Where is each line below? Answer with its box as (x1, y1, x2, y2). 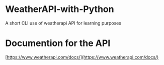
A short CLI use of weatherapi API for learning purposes (5, 20, 122, 26)
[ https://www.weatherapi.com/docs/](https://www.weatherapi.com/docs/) (5, 54, 159, 60)
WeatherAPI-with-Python (5, 3, 114, 15)
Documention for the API (5, 37, 111, 49)
